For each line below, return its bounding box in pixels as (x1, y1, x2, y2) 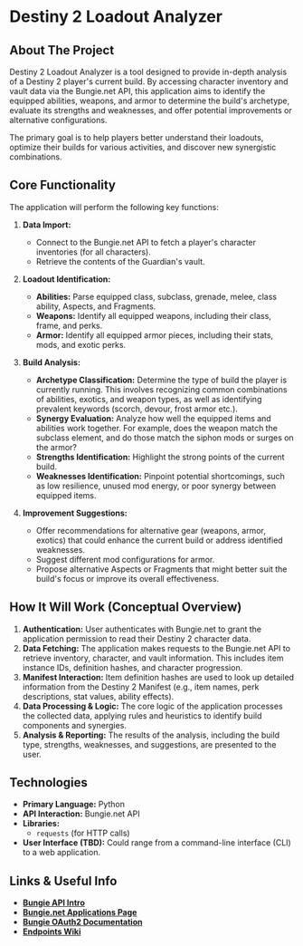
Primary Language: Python (22, 799, 125, 810)
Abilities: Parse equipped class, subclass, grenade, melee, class (35, 291, 278, 302)
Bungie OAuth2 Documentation (22, 917, 143, 928)
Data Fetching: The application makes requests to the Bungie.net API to (22, 642, 291, 653)
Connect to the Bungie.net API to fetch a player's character (35, 236, 256, 247)
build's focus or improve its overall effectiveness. (35, 573, 220, 584)
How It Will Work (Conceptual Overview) (9, 600, 242, 615)
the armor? (35, 441, 77, 452)
